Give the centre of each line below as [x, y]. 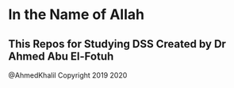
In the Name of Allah [77, 15]
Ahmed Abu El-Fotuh [61, 56]
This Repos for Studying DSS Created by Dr [117, 44]
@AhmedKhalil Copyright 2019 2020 [68, 75]
